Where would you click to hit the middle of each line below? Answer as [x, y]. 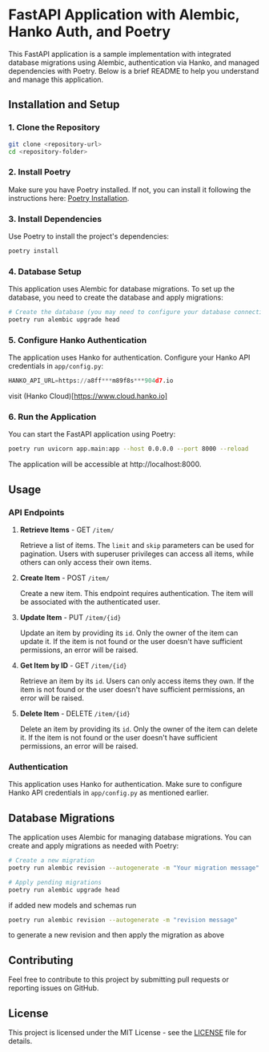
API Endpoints [36, 512]
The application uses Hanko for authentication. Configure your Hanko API [129, 357]
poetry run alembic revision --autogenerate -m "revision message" [123, 920]
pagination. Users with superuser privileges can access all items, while [137, 554]
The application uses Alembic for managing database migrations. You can [130, 837]
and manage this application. [56, 79]
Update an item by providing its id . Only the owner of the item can [129, 633]
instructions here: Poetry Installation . [69, 198]
